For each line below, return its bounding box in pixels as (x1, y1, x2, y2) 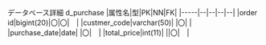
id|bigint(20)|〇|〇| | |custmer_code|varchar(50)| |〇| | (7, 18, 192, 27)
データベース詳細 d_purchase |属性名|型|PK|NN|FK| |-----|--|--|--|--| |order (7, 8, 258, 17)
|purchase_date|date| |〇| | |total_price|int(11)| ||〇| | (7, 28, 190, 37)
